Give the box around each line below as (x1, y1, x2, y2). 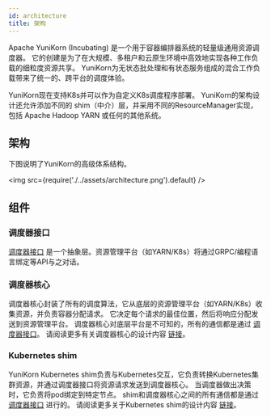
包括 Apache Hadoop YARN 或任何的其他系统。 (8, 110, 166, 120)
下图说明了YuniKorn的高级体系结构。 (8, 159, 131, 169)
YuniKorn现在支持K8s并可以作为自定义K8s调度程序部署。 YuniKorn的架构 (8, 90, 253, 99)
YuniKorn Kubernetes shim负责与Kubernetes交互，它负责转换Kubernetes (8, 369, 252, 379)
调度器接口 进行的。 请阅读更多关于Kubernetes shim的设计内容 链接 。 (8, 399, 241, 409)
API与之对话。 (36, 257, 84, 267)
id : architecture (8, 11, 67, 20)
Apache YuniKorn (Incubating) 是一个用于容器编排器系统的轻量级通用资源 (8, 42, 253, 53)
